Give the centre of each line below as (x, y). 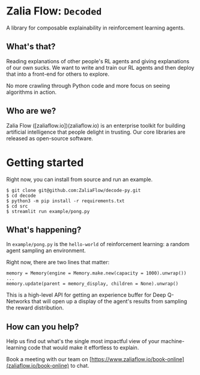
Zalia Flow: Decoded (54, 11)
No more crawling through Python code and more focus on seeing (88, 85)
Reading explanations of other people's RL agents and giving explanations (98, 61)
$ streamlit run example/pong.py (48, 211)
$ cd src (17, 206)
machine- (173, 341)
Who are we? (31, 111)
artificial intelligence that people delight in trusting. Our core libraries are (96, 132)
